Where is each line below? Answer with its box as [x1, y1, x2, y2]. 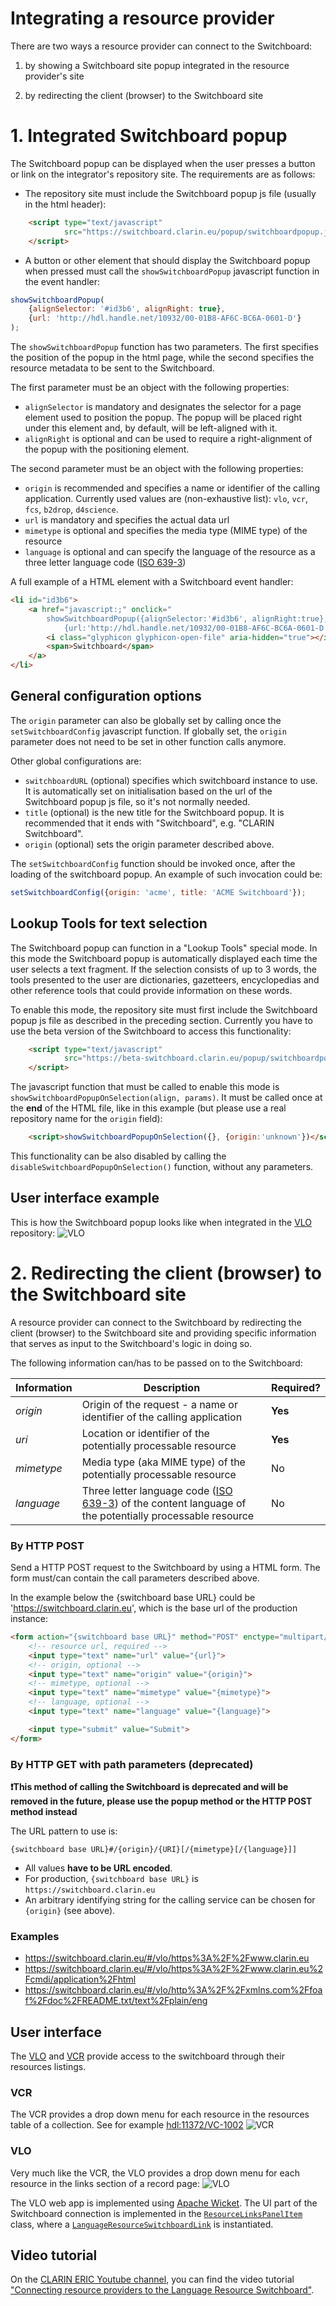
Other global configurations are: [10, 755, 142, 767]
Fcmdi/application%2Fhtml [24, 1973, 137, 1986]
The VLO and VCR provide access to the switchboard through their [10, 2050, 285, 2062]
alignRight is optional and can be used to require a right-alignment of [24, 433, 313, 444]
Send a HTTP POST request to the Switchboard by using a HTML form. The [10, 1562, 321, 1574]
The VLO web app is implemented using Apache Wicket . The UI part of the [10, 2197, 318, 2209]
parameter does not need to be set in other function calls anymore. [10, 735, 287, 747]
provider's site [24, 70, 85, 82]
